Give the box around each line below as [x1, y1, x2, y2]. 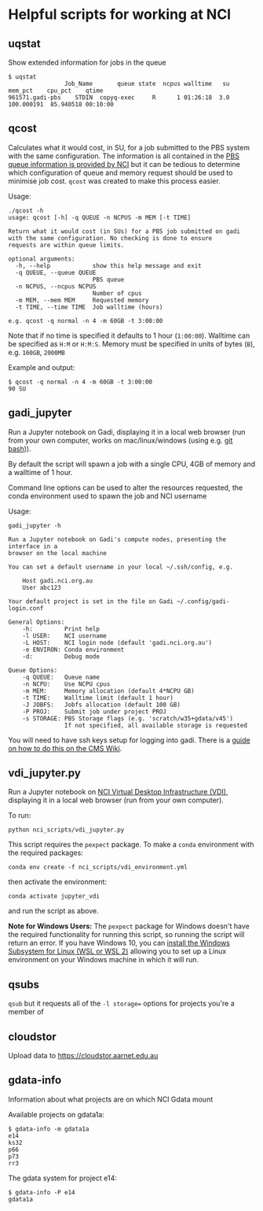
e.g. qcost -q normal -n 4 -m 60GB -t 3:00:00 [8, 317, 163, 324]
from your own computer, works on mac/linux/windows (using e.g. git [8, 435, 233, 445]
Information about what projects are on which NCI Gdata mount [8, 1094, 214, 1104]
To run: [8, 811, 31, 820]
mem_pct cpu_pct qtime [8, 87, 104, 94]
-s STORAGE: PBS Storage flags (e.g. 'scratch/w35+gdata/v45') [22, 714, 234, 722]
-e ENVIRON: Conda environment [22, 646, 125, 654]
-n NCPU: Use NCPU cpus [22, 680, 111, 688]
